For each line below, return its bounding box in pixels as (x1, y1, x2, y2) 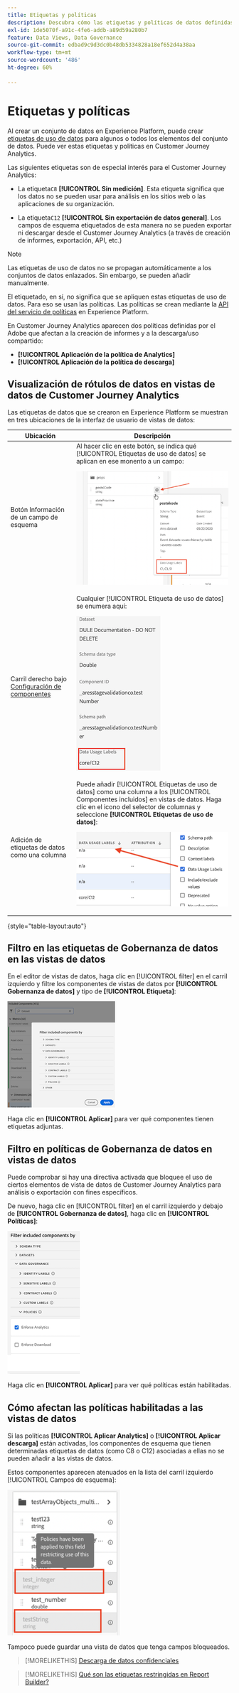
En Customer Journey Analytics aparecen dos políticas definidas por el (7, 321, 216, 330)
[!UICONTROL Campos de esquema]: (7, 1475, 117, 1484)
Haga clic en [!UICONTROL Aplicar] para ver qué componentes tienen (7, 1115, 214, 1123)
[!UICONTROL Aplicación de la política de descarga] (17, 358, 175, 366)
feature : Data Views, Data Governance (7, 34, 122, 41)
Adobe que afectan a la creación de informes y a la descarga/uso (7, 329, 199, 337)
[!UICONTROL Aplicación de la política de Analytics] (17, 350, 176, 358)
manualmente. (7, 278, 50, 287)
